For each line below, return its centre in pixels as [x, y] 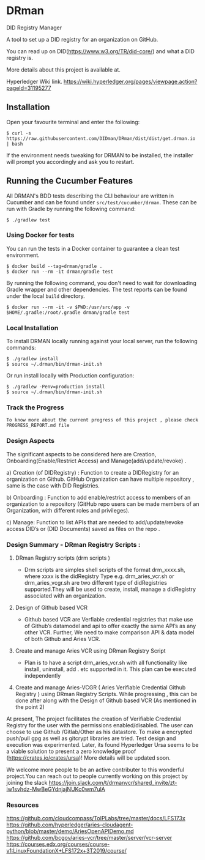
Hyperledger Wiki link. [34, 81]
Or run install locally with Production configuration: [70, 376]
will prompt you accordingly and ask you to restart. [70, 161]
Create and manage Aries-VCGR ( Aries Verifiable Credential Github [100, 688]
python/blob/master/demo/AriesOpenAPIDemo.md [70, 831]
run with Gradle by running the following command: [71, 209]
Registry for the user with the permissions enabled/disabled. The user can [100, 725]
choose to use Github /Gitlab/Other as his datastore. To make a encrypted [99, 732]
